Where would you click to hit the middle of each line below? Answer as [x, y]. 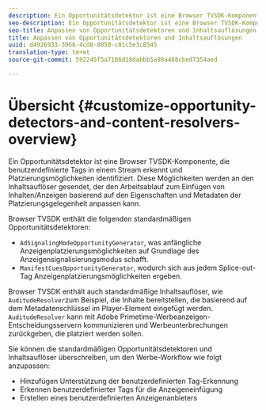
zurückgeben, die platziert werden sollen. [76, 333]
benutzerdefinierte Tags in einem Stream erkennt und [95, 169]
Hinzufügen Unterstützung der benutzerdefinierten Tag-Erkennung [129, 381]
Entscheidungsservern [45, 325]
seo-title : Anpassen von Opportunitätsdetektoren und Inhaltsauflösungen [133, 30]
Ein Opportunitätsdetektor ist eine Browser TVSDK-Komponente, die [119, 161]
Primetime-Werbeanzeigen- [165, 317]
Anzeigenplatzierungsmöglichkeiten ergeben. [108, 276]
